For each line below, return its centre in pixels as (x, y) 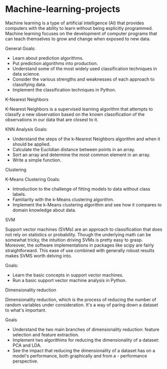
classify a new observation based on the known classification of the (75, 114)
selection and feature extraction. (46, 335)
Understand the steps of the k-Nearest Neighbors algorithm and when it (86, 139)
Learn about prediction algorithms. (48, 58)
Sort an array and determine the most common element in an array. (82, 155)
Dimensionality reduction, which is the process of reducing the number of (81, 299)
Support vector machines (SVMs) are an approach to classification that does (84, 229)
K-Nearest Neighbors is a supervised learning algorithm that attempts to (79, 109)
